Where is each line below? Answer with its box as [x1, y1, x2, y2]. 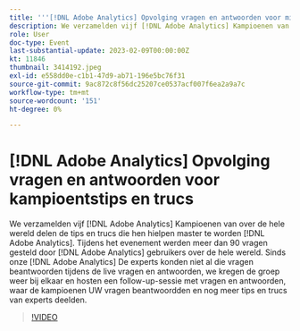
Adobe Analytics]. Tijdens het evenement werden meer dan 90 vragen [9, 238, 268, 249]
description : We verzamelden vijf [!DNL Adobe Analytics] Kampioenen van [9, 21, 290, 30]
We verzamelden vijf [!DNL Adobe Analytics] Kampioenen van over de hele [9, 218, 286, 229]
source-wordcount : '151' [9, 96, 102, 106]
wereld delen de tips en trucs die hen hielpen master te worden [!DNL [9, 228, 265, 239]
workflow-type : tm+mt [9, 88, 90, 97]
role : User [9, 30, 50, 38]
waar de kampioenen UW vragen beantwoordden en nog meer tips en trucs [9, 285, 287, 296]
